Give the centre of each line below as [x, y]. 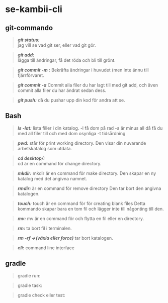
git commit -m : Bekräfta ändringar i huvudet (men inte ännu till [83, 70]
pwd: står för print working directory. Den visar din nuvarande [82, 143]
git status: [28, 40]
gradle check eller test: [41, 295]
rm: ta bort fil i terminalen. [45, 228]
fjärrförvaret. [31, 75]
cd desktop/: [31, 158]
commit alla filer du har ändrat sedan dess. [62, 90]
